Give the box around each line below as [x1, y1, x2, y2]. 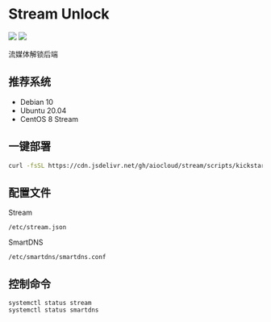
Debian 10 [19, 97, 54, 107]
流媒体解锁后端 [8, 49, 58, 59]
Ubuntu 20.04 [19, 106, 67, 115]
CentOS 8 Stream [19, 114, 79, 123]
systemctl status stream [8, 299, 92, 307]
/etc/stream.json [8, 224, 67, 232]
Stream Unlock [8, 5, 110, 23]
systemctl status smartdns [8, 306, 99, 315]
